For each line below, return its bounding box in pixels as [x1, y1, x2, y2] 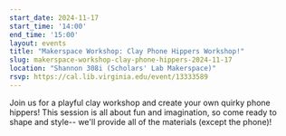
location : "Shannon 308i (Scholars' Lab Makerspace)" [9, 64, 217, 73]
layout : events [9, 38, 67, 48]
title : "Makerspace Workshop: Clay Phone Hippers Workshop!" [9, 47, 245, 56]
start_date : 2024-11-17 [9, 13, 100, 23]
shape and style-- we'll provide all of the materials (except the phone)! [9, 116, 272, 127]
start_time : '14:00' [9, 22, 88, 31]
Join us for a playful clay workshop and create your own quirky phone [9, 97, 272, 108]
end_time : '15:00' [9, 30, 79, 39]
